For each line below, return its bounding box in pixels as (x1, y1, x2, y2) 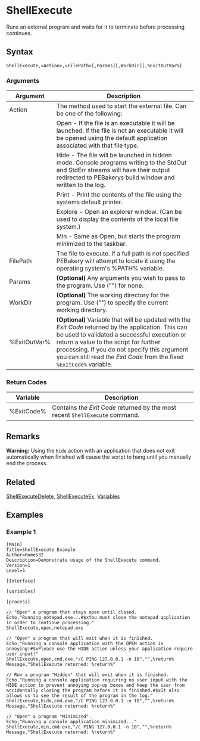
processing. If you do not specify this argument (56, 345, 189, 354)
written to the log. (56, 181, 106, 189)
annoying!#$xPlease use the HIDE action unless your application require (6, 646, 193, 652)
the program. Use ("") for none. (56, 281, 144, 289)
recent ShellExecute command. (52, 411, 140, 419)
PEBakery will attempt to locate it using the (56, 257, 176, 265)
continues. (6, 29, 32, 36)
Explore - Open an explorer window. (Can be (56, 208, 182, 216)
